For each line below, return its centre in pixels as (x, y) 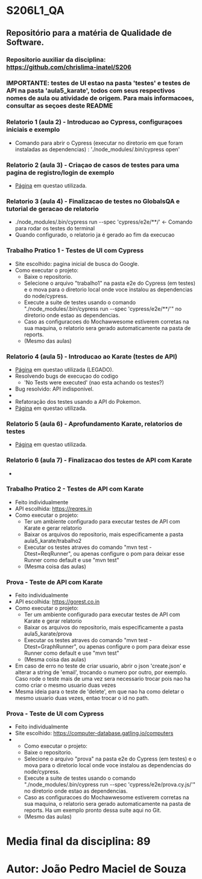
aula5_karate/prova (48, 634)
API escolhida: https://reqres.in (53, 508)
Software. (25, 42)
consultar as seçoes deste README (60, 106)
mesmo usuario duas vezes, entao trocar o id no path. (82, 698)
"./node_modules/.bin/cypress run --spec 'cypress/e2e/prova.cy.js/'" (110, 785)
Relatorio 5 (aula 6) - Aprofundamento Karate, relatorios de (94, 424)
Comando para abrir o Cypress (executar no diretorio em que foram (99, 143)
